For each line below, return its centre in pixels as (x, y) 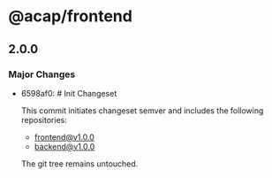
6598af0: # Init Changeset (69, 93)
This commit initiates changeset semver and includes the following (142, 110)
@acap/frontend (71, 16)
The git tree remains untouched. (79, 163)
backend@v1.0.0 (64, 146)
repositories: (44, 120)
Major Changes (42, 74)
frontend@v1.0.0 (64, 137)
